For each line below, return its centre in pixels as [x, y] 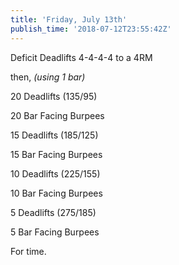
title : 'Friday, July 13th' [69, 19]
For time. [28, 251]
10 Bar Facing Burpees [56, 193]
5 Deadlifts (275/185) [53, 212]
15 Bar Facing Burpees [56, 154]
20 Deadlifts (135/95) [54, 96]
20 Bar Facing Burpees [57, 115]
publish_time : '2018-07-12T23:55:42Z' [91, 29]
